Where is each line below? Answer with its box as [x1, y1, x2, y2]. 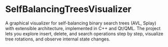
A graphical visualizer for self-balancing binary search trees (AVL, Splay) [5, 20, 156, 26]
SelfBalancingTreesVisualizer [5, 3, 132, 15]
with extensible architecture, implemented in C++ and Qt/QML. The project [5, 25, 160, 31]
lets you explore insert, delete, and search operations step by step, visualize [5, 30, 163, 36]
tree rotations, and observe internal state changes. [5, 36, 110, 42]
